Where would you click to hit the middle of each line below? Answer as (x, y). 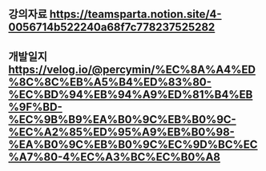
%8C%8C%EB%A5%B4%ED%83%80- (110, 82)
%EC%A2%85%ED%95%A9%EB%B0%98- (121, 131)
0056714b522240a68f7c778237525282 (112, 28)
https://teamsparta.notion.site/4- (135, 14)
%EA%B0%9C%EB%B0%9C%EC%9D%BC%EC (133, 144)
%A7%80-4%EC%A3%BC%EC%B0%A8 (115, 157)
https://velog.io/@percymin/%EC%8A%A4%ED (132, 69)
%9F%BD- (35, 107)
